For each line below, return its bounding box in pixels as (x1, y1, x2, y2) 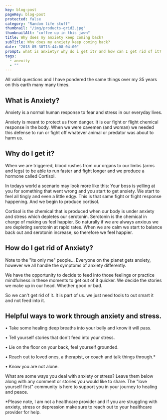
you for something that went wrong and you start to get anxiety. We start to (5, 188, 160, 194)
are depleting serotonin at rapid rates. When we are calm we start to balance (5, 224, 163, 230)
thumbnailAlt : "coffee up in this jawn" (5, 30, 91, 35)
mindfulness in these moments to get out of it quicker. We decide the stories (5, 277, 162, 283)
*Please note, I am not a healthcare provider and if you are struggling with (5, 399, 158, 405)
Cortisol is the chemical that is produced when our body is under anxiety (5, 208, 155, 214)
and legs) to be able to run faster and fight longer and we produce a (5, 168, 145, 174)
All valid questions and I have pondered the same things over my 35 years (5, 77, 157, 83)
